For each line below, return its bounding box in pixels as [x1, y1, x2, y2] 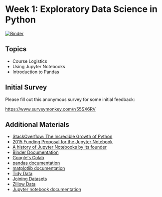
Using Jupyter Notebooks [12, 63, 66, 69]
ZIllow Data [12, 181, 36, 187]
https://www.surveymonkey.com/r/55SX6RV [5, 106, 96, 112]
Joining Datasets [12, 176, 47, 182]
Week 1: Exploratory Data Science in [5, 3, 158, 15]
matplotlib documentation [12, 165, 65, 171]
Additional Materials [5, 120, 70, 129]
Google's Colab [12, 155, 44, 161]
